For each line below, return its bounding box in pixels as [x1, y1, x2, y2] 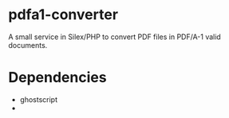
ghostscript [19, 94, 58, 104]
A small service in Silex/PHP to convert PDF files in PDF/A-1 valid [8, 32, 221, 41]
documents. [8, 40, 48, 49]
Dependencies [8, 69, 107, 87]
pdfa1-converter [8, 6, 118, 24]
